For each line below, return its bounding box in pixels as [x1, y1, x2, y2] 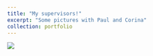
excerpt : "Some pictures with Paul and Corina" [7, 17, 147, 24]
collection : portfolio [7, 23, 73, 30]
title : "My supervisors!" [7, 10, 82, 17]
